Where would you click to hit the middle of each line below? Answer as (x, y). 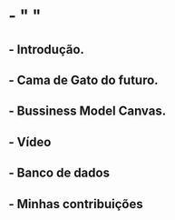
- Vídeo (30, 142)
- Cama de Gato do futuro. (84, 80)
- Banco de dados (59, 173)
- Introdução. (47, 50)
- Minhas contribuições (76, 204)
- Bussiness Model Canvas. (87, 111)
